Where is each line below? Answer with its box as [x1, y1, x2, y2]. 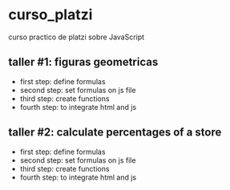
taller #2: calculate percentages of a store [8, 126, 222, 139]
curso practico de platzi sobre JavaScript [8, 32, 145, 42]
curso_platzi [8, 6, 93, 24]
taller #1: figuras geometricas [8, 55, 159, 69]
